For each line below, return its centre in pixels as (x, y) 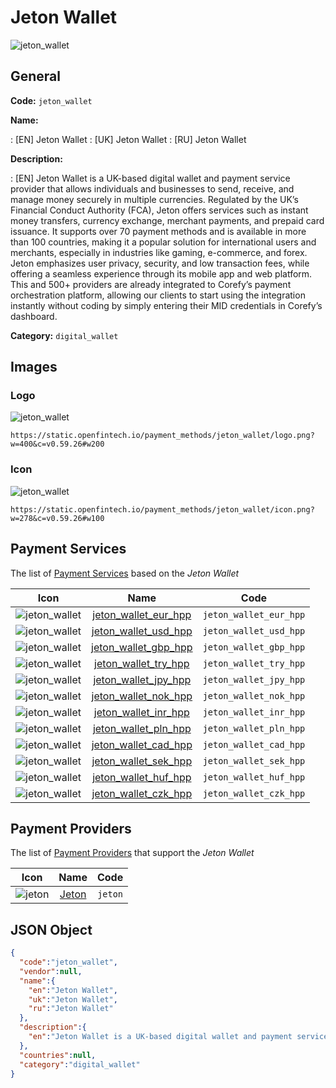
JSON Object (51, 929)
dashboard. (34, 316)
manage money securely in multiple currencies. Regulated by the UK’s (154, 199)
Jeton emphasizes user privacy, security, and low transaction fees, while (160, 263)
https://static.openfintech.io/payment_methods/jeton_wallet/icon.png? (162, 509)
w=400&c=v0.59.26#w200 (57, 444)
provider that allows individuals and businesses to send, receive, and (152, 188)
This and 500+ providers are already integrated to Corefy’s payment (151, 284)
